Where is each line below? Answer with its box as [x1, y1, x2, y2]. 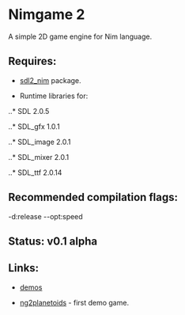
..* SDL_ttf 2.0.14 [8, 168, 62, 177]
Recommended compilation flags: [8, 191, 178, 204]
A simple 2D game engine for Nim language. [8, 32, 153, 41]
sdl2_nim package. [19, 75, 81, 85]
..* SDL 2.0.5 [8, 106, 50, 116]
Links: [8, 261, 40, 275]
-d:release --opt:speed [8, 211, 83, 221]
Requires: [8, 55, 57, 68]
